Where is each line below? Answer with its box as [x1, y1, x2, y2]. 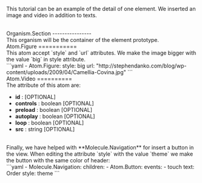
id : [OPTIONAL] [15, 94, 56, 100]
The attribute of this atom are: [6, 81, 81, 89]
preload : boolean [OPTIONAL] [15, 106, 93, 113]
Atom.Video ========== [6, 75, 73, 82]
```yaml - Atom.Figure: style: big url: [6, 62, 95, 69]
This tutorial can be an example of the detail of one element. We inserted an [6, 5, 196, 12]
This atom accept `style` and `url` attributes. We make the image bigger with [6, 49, 197, 57]
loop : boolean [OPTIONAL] [15, 119, 84, 126]
